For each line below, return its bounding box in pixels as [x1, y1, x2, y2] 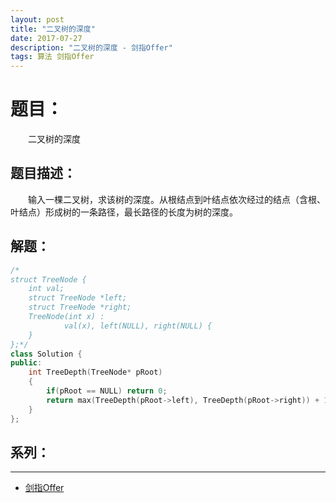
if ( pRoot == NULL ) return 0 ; [46, 386, 168, 396]
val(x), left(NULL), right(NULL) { [63, 321, 213, 331]
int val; [28, 284, 65, 294]
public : [10, 358, 43, 368]
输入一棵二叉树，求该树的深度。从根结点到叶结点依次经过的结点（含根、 [27, 193, 326, 205]
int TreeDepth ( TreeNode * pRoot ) [28, 367, 163, 378]
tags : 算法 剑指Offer [10, 52, 95, 62]
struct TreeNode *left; [28, 293, 128, 303]
